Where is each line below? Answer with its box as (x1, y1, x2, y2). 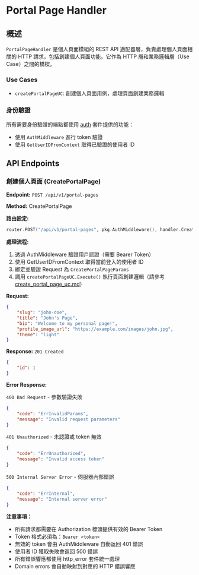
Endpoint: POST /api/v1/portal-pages (6, 191, 99, 198)
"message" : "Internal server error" (17, 496, 108, 502)
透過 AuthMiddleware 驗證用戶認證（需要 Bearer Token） (14, 251, 155, 258)
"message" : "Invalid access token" (17, 456, 105, 462)
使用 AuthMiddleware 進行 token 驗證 (14, 133, 103, 140)
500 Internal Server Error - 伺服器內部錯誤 (6, 473, 114, 480)
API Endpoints (6, 158, 60, 168)
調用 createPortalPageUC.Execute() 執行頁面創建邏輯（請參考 (14, 273, 165, 280)
